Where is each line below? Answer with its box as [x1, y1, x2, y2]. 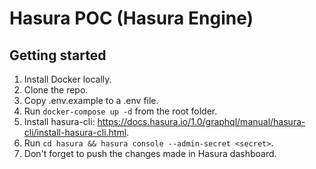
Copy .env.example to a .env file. [23, 95, 159, 106]
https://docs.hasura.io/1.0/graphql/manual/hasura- [97, 116, 306, 127]
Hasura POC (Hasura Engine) [9, 7, 254, 30]
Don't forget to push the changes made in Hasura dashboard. [23, 148, 277, 159]
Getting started [9, 47, 107, 64]
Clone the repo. [23, 84, 89, 96]
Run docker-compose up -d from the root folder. [23, 105, 218, 117]
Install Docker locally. [23, 73, 112, 85]
